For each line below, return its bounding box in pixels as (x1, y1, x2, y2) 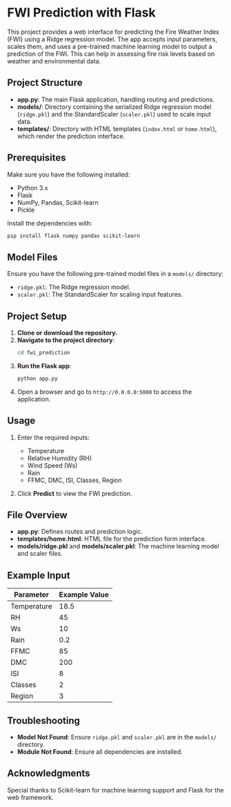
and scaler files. (17, 550, 63, 558)
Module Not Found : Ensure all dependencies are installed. (17, 748, 183, 756)
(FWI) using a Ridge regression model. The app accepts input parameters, (7, 34, 217, 43)
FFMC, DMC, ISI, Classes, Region (27, 476, 122, 484)
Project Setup (7, 310, 68, 322)
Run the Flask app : (17, 361, 72, 370)
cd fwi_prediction (17, 350, 70, 357)
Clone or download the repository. (17, 329, 118, 337)
